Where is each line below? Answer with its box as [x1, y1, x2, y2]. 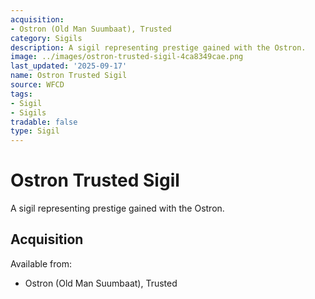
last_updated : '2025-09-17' [10, 61, 128, 71]
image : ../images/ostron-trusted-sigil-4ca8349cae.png [10, 52, 244, 62]
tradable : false [10, 117, 78, 127]
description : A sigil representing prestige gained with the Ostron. [10, 42, 307, 53]
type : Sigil [10, 126, 60, 136]
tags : [10, 89, 33, 99]
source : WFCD [10, 80, 65, 90]
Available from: [10, 257, 72, 270]
